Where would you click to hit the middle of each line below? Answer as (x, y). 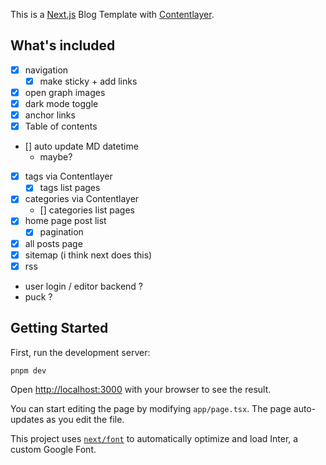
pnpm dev (28, 370)
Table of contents (61, 126)
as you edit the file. (85, 420)
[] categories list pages (87, 210)
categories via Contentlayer (82, 199)
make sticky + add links (88, 81)
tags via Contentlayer (68, 176)
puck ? (38, 296)
